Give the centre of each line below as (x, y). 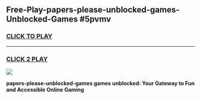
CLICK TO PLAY (29, 37)
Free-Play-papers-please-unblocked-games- (93, 10)
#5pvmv (95, 19)
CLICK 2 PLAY (27, 59)
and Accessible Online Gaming (45, 89)
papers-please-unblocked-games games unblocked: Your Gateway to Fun (100, 83)
